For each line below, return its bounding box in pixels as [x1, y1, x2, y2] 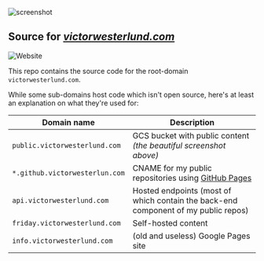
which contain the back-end [132, 195, 238, 206]
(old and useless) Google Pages [132, 230, 251, 241]
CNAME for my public [132, 162, 212, 173]
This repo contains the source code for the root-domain [8, 66, 189, 75]
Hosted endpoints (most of [132, 185, 232, 196]
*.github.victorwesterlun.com [12, 168, 126, 177]
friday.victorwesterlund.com [12, 219, 121, 227]
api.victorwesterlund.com [12, 196, 109, 204]
